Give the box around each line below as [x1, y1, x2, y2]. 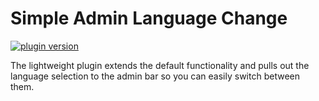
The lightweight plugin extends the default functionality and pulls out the [10, 59, 310, 71]
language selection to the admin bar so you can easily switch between [10, 70, 300, 82]
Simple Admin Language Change [10, 7, 288, 30]
